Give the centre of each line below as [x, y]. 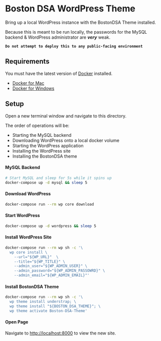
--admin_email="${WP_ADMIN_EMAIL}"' [52, 276]
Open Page [17, 322]
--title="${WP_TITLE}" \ [40, 261]
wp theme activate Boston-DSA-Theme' [49, 311]
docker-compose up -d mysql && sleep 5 [46, 182]
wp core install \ [29, 252]
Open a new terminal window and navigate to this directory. [66, 116]
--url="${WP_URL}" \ [36, 257]
